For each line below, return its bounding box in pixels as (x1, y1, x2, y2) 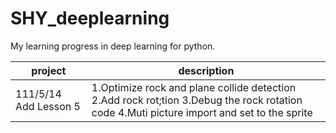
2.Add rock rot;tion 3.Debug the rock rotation (91, 93, 303, 107)
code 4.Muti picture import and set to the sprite (91, 105, 313, 119)
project (31, 63, 67, 77)
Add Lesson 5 (15, 99, 81, 113)
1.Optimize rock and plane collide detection (91, 80, 297, 94)
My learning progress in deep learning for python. (10, 40, 216, 52)
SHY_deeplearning (10, 7, 170, 30)
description (178, 63, 235, 77)
